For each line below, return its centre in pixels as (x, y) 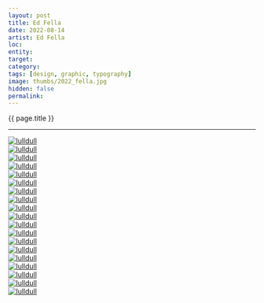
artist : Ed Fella (37, 37)
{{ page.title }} (31, 118)
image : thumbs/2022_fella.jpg (58, 81)
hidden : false (31, 89)
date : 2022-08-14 (37, 30)
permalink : (26, 96)
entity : (21, 52)
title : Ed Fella (35, 23)
